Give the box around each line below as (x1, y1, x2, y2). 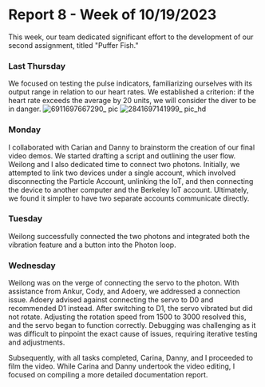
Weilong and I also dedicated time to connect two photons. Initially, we (8, 159, 240, 169)
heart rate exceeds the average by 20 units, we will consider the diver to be (8, 96, 257, 106)
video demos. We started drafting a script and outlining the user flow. (8, 150, 236, 161)
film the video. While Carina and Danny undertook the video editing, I (8, 361, 235, 371)
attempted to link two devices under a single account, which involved (8, 168, 236, 178)
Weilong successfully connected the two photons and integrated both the (8, 231, 250, 241)
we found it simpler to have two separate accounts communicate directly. (8, 193, 250, 203)
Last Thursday (8, 60, 66, 71)
